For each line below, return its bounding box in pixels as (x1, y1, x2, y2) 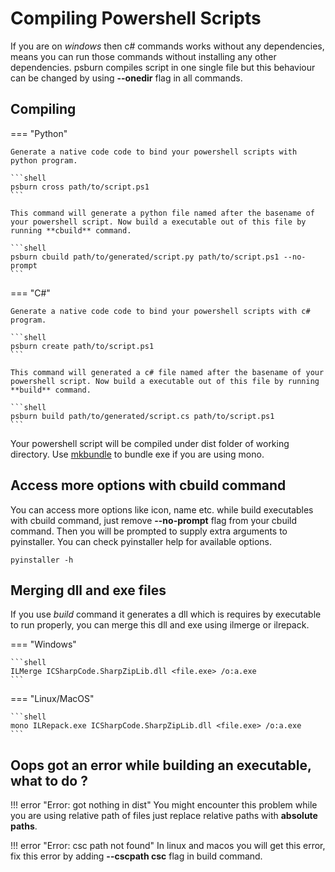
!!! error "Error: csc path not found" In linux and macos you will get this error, (10, 840, 326, 852)
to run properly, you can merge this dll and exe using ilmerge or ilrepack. (10, 619, 310, 631)
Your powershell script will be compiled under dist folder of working (10, 437, 290, 449)
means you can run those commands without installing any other (10, 50, 277, 62)
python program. (10, 155, 78, 166)
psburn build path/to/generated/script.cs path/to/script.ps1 (10, 411, 275, 421)
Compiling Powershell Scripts (10, 7, 262, 30)
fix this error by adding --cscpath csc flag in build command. (10, 850, 263, 862)
